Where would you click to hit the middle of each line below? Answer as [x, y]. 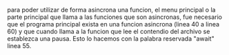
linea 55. [19, 46]
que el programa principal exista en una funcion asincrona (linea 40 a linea [113, 24]
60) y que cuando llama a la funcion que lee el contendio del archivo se [109, 31]
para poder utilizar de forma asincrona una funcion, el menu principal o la [111, 10]
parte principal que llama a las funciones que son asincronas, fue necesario [115, 17]
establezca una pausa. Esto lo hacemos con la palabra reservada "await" [111, 39]
